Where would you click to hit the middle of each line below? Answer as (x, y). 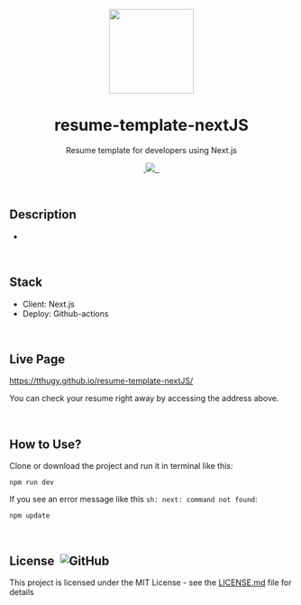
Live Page (37, 359)
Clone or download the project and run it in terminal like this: (121, 466)
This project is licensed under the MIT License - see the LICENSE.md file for (150, 582)
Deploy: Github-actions (65, 313)
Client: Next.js (48, 304)
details (22, 592)
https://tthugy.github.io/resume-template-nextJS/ (101, 381)
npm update (30, 516)
